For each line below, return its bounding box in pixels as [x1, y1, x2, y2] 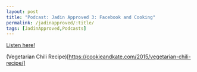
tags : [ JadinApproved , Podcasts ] [6, 25, 86, 32]
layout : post [6, 8, 39, 15]
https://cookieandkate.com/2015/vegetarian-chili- [68, 53, 192, 60]
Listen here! [6, 42, 36, 49]
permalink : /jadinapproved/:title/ [6, 20, 95, 26]
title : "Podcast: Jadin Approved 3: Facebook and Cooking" [6, 14, 156, 20]
